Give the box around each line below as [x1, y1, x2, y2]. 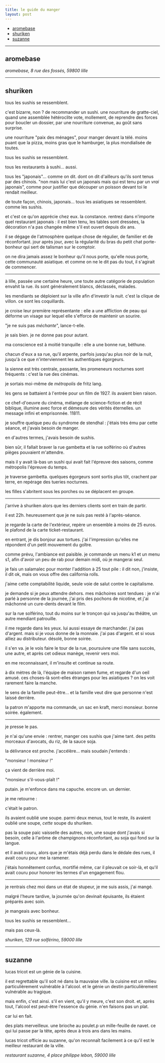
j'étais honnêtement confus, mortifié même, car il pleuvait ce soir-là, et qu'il [5, 864, 158, 870]
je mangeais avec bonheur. [5, 908, 60, 914]
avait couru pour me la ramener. [5, 855, 70, 861]
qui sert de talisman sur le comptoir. [23, 244, 96, 250]
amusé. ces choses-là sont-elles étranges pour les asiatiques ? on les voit [5, 675, 155, 681]
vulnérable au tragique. [5, 989, 52, 995]
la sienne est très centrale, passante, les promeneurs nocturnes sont [5, 366, 144, 372]
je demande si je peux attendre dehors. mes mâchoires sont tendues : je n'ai [5, 591, 160, 597]
